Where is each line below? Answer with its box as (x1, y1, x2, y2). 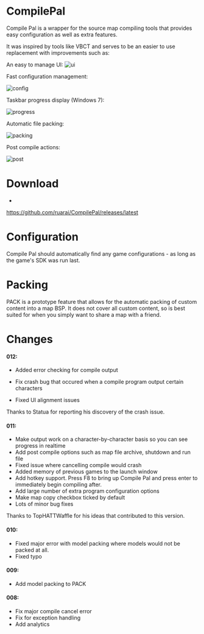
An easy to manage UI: (6, 61, 64, 68)
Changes (6, 332, 53, 346)
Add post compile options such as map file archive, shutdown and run (15, 449, 191, 456)
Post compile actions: (6, 143, 61, 150)
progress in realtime (15, 442, 66, 449)
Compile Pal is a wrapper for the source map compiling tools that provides (6, 24, 192, 32)
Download (6, 177, 59, 191)
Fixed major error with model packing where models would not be (15, 540, 181, 547)
